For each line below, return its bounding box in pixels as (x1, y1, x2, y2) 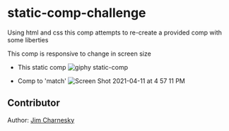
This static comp (17, 63, 66, 71)
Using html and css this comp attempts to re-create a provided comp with (7, 28, 223, 37)
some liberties (7, 35, 49, 44)
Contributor (7, 97, 60, 109)
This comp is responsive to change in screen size (7, 49, 152, 58)
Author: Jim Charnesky (7, 116, 75, 124)
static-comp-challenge (7, 5, 146, 21)
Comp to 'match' (17, 76, 67, 85)
